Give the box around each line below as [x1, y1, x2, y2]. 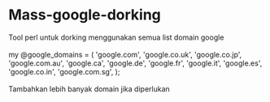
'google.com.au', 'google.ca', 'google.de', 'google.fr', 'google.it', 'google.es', [8, 58, 263, 68]
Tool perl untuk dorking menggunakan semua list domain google [8, 32, 224, 42]
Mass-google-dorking [8, 6, 161, 24]
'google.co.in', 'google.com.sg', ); [8, 66, 120, 76]
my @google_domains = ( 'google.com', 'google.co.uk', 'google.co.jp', [8, 49, 242, 59]
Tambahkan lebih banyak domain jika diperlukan [8, 83, 171, 94]
